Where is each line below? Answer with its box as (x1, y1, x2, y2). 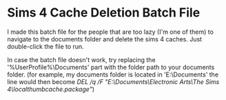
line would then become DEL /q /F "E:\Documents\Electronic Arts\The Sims (7, 77, 220, 86)
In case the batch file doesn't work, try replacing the (7, 55, 156, 63)
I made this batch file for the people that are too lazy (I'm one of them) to (7, 28, 214, 36)
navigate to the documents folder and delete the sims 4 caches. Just (7, 34, 202, 43)
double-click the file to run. (7, 42, 84, 50)
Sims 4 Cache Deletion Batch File (7, 5, 201, 21)
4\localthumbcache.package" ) (7, 85, 95, 93)
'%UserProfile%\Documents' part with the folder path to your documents (7, 63, 215, 71)
